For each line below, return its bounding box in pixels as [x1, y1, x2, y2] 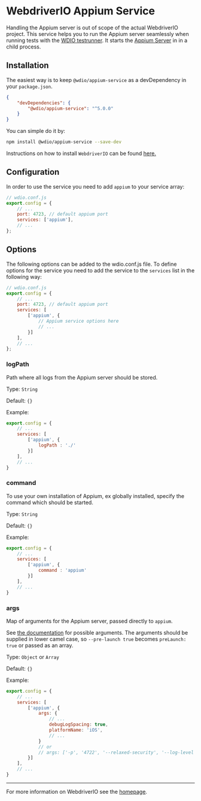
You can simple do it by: [6, 128, 66, 135]
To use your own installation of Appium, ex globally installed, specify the [6, 492, 184, 499]
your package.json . [6, 83, 53, 90]
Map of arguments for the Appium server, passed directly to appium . [6, 617, 173, 624]
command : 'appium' [38, 568, 87, 574]
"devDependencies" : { [17, 100, 71, 106]
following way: [6, 273, 42, 280]
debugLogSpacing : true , [48, 721, 109, 728]
